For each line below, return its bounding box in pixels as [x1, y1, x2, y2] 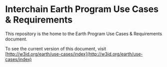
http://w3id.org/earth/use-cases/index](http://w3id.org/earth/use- [6, 51, 143, 57]
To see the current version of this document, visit [5, 45, 106, 51]
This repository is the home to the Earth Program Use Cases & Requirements [5, 30, 163, 36]
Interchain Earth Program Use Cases [5, 3, 159, 15]
